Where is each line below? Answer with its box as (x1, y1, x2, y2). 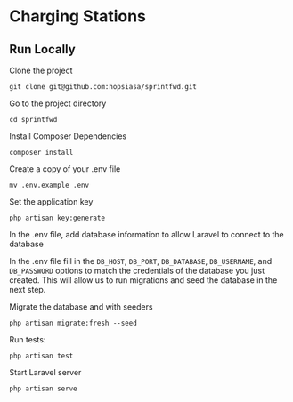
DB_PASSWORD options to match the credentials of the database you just (9, 265, 265, 276)
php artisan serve (9, 384, 77, 393)
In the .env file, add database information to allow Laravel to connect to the (9, 229, 284, 239)
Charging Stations (9, 6, 147, 27)
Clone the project (9, 65, 73, 76)
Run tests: (9, 334, 46, 344)
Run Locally (9, 42, 76, 57)
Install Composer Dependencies (9, 131, 127, 141)
